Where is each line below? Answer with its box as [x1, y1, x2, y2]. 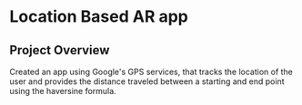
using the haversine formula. [9, 86, 116, 96]
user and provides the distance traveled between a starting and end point [9, 76, 285, 87]
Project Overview [9, 43, 110, 58]
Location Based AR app [9, 6, 188, 27]
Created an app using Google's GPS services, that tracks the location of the [9, 66, 294, 77]
